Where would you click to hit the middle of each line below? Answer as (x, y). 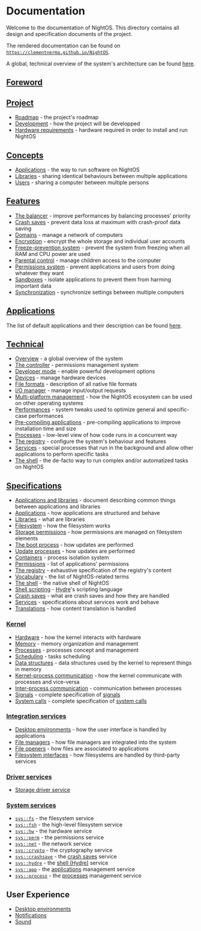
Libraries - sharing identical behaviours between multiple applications (101, 176)
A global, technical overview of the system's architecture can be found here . (101, 64)
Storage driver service (43, 790)
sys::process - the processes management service (78, 876)
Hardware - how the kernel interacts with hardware (78, 637)
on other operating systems (49, 403)
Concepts (25, 155)
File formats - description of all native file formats (76, 384)
